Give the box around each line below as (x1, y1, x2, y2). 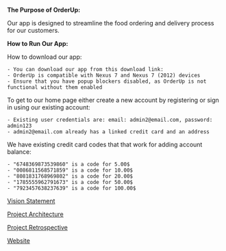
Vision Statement (7, 197, 55, 204)
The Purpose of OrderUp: (7, 6, 81, 14)
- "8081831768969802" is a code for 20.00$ (7, 173, 134, 180)
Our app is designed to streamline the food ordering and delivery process (7, 19, 214, 27)
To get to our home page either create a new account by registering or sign (7, 96, 219, 104)
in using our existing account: (7, 103, 90, 111)
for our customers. (7, 27, 60, 34)
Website (7, 237, 31, 245)
